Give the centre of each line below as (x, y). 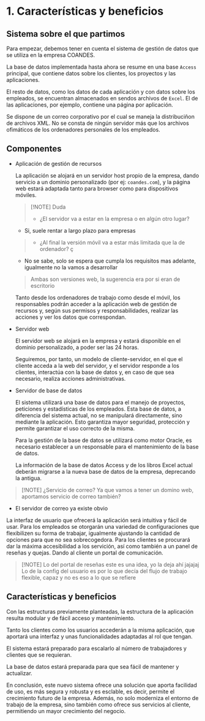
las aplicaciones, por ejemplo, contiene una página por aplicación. (90, 105)
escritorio (43, 285)
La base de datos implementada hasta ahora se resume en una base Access (102, 67)
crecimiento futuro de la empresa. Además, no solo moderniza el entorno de (102, 698)
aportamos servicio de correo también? (71, 496)
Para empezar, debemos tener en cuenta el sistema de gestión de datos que (102, 48)
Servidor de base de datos (49, 390)
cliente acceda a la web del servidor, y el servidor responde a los (97, 365)
